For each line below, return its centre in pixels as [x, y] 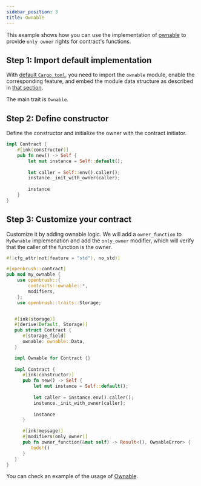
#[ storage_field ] [44, 336]
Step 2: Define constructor [58, 118]
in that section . [25, 88]
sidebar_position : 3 [32, 12]
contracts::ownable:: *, [58, 286]
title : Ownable [25, 18]
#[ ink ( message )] [43, 431]
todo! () [40, 448]
